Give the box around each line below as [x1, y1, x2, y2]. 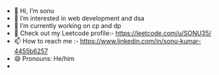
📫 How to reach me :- [13, 37, 79, 45]
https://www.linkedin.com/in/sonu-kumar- [79, 37, 201, 45]
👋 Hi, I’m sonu [13, 7, 55, 15]
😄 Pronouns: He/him [13, 55, 75, 62]
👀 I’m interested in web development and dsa [13, 14, 145, 22]
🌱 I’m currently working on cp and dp [13, 22, 121, 29]
